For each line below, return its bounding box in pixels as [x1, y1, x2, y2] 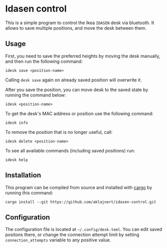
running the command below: [5, 92, 66, 98]
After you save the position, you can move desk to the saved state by [5, 87, 148, 93]
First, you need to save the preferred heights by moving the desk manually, [5, 53, 160, 59]
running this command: [5, 190, 53, 196]
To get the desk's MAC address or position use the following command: [5, 110, 153, 116]
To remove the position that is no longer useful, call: [5, 129, 113, 135]
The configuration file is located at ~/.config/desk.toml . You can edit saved [5, 226, 162, 232]
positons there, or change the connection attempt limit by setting [5, 232, 140, 238]
